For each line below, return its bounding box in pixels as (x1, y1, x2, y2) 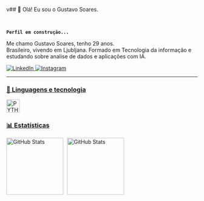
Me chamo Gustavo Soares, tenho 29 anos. (6, 40, 115, 47)
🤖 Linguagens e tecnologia (6, 85, 86, 94)
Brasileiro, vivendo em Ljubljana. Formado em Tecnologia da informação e (6, 46, 192, 53)
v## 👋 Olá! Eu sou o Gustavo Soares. (6, 6, 98, 13)
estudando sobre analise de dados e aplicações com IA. (6, 53, 147, 60)
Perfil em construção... (6, 29, 69, 35)
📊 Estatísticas (6, 121, 50, 130)
